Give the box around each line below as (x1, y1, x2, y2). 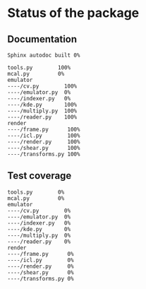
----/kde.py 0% (7, 225, 71, 232)
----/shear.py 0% (7, 269, 74, 276)
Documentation (7, 33, 78, 45)
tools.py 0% (7, 189, 65, 196)
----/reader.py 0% (7, 238, 71, 245)
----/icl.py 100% (7, 132, 80, 139)
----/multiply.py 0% (7, 232, 71, 239)
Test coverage (7, 170, 72, 182)
